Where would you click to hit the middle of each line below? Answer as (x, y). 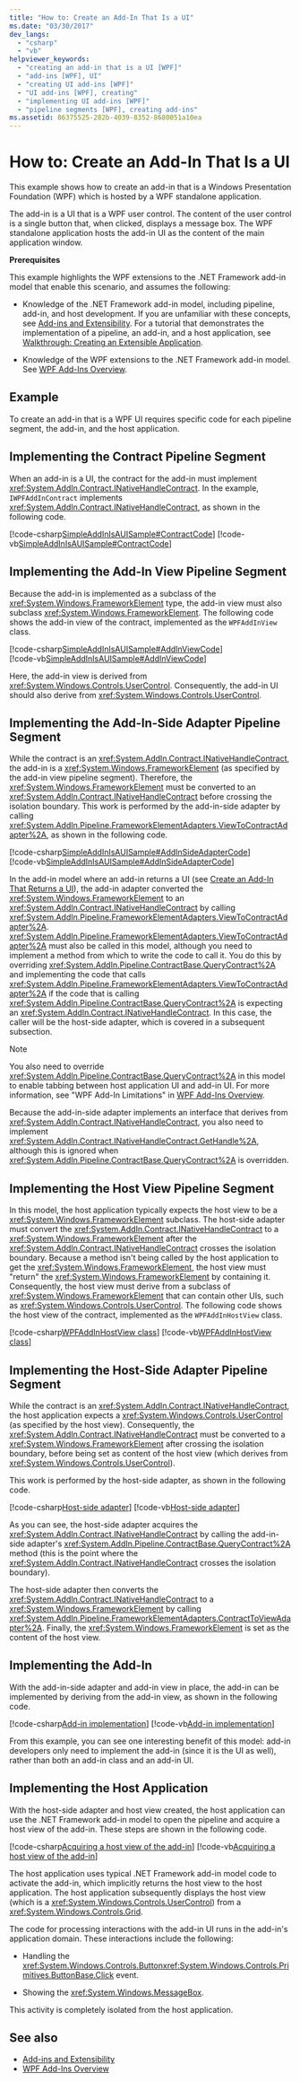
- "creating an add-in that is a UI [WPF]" (99, 68)
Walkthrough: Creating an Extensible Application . (112, 343)
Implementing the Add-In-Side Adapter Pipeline (145, 723)
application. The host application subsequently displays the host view (137, 1892)
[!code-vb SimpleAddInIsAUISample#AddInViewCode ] (108, 658)
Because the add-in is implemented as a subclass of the (113, 593)
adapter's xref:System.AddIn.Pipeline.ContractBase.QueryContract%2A (159, 1544)
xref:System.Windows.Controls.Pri (226, 1965)
